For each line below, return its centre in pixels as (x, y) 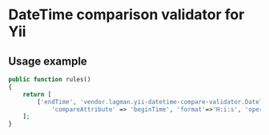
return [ (37, 94)
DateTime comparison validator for (126, 15)
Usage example (48, 61)
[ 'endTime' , (57, 101)
